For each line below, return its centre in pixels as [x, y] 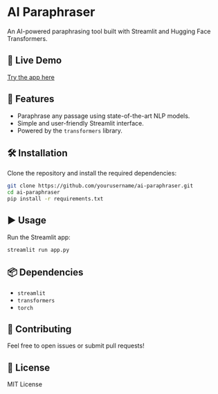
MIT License [25, 384]
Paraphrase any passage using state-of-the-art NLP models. [103, 116]
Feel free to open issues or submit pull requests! [76, 346]
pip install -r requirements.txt [55, 199]
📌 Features [31, 99]
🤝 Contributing [39, 329]
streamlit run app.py [38, 250]
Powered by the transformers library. [70, 130]
